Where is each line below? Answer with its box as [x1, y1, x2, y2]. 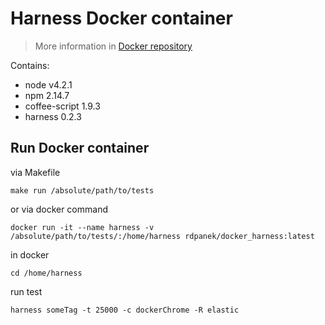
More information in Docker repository [34, 40, 193, 52]
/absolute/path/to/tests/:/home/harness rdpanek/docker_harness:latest [10, 231, 315, 241]
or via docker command [10, 203, 108, 215]
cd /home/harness [10, 268, 83, 278]
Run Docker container [10, 140, 150, 157]
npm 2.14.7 [24, 89, 70, 101]
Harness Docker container [10, 7, 233, 30]
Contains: [10, 59, 50, 71]
